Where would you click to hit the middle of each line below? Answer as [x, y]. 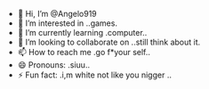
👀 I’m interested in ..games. [68, 23]
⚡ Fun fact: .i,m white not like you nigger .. [94, 75]
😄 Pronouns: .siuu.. [54, 65]
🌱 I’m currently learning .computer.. [82, 32]
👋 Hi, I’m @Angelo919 [57, 14]
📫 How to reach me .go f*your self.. [84, 52]
